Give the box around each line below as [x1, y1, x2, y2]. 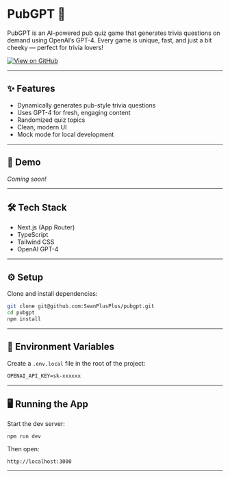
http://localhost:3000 [7, 458, 72, 465]
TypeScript [16, 231, 49, 239]
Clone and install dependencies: [7, 290, 98, 298]
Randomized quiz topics [16, 116, 86, 124]
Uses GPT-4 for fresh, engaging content [16, 108, 131, 116]
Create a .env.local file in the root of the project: [7, 359, 146, 367]
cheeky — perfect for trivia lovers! [7, 43, 104, 51]
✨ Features [7, 83, 55, 95]
